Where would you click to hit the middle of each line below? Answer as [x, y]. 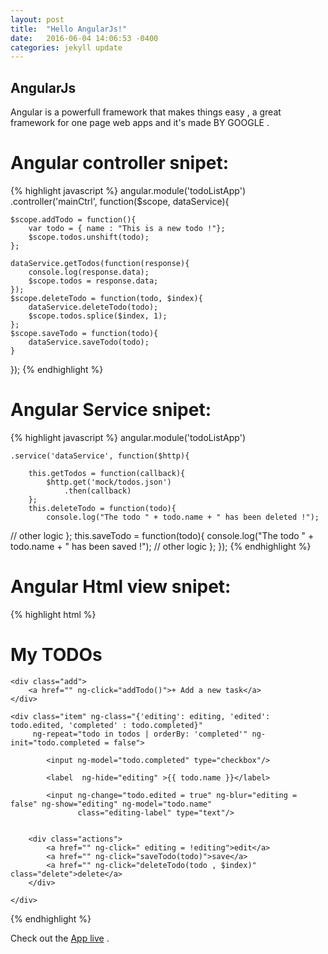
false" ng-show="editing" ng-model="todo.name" [111, 804]
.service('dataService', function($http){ [100, 456]
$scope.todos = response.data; [93, 281]
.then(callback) [97, 491]
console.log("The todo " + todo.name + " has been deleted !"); [183, 517]
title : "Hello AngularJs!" [69, 29]
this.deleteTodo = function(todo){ [102, 508]
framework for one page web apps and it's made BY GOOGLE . [140, 123]
